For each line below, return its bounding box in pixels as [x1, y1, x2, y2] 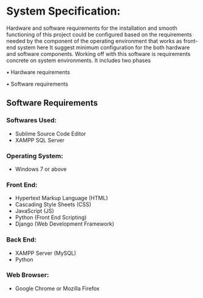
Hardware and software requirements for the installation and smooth [6, 24, 177, 32]
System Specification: [6, 4, 121, 18]
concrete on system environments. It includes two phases [6, 57, 151, 64]
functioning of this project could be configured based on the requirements [6, 30, 193, 38]
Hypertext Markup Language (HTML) [15, 195, 108, 202]
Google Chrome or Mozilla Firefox [15, 285, 100, 292]
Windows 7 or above [15, 165, 67, 173]
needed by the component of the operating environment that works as [6, 37, 182, 44]
